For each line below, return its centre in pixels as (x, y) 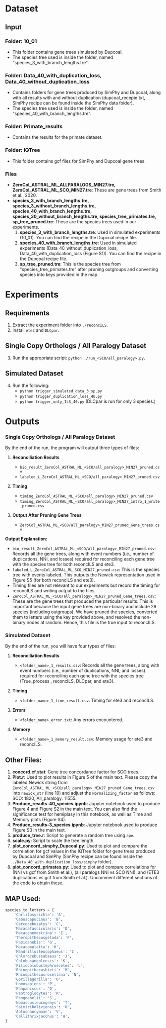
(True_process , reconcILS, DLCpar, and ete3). (67, 681)
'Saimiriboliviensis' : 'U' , (43, 1007)
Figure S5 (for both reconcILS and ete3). (54, 580)
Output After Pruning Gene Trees (47, 515)
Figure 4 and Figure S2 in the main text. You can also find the (75, 809)
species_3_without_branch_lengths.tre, (54, 206)
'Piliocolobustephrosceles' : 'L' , (50, 965)
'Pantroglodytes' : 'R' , (39, 993)
